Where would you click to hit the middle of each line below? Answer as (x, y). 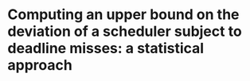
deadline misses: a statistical (106, 48)
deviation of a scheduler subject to (125, 31)
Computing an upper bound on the (123, 15)
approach (40, 66)
